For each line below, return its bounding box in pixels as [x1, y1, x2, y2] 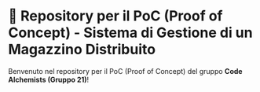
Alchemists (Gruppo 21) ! [8, 75, 90, 84]
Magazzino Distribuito [8, 41, 156, 58]
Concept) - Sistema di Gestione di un [8, 24, 253, 42]
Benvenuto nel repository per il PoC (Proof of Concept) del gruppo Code [8, 66, 243, 75]
